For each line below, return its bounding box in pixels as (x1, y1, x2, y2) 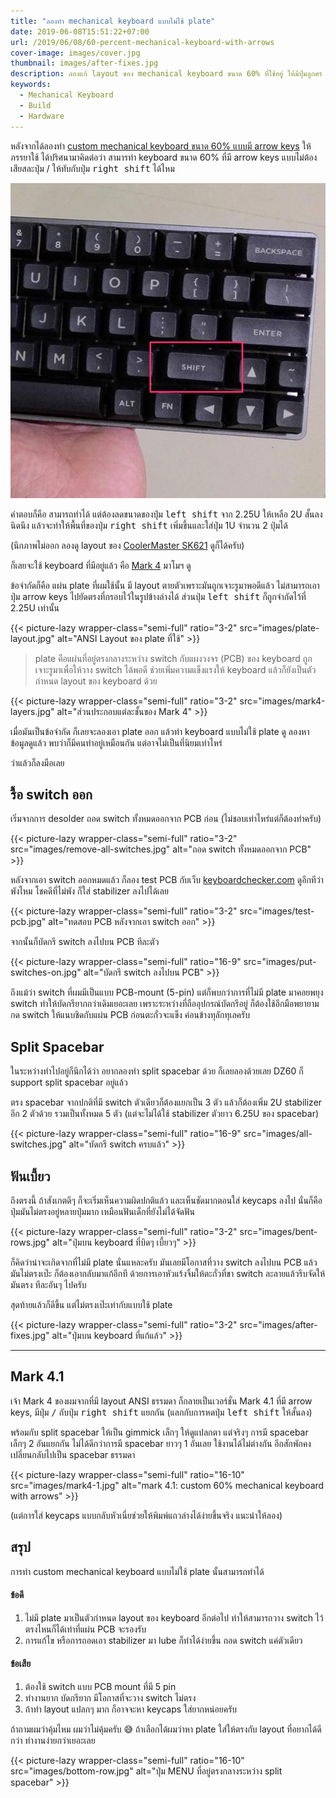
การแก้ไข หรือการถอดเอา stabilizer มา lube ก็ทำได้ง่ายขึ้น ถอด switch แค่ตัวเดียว (24, 1634, 303, 1646)
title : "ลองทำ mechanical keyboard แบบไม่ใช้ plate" (10, 16, 216, 26)
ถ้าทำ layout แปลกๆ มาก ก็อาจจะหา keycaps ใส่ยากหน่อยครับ (24, 1703, 238, 1715)
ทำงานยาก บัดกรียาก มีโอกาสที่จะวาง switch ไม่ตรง (24, 1691, 197, 1704)
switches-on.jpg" (10, 966, 82, 979)
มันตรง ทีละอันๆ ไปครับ (10, 1278, 87, 1290)
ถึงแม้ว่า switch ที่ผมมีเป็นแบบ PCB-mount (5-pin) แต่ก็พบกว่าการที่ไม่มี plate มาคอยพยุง (10, 986, 324, 999)
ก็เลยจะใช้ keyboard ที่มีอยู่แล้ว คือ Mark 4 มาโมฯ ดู (10, 559, 192, 571)
